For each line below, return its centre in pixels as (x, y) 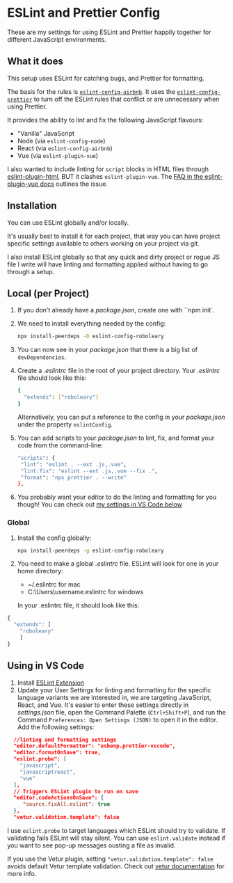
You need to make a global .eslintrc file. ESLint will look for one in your (118, 564)
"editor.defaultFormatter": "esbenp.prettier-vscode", (95, 746)
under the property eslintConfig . (65, 424)
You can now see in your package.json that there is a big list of (107, 350)
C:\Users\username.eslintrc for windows (86, 592)
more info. (22, 873)
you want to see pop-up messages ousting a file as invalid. (91, 845)
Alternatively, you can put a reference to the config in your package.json (121, 417)
